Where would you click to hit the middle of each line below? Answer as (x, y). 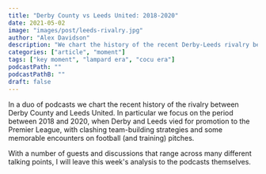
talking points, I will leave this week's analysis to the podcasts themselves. (130, 161)
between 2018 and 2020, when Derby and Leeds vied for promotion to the (129, 121)
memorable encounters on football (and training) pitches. (101, 138)
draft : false (30, 81)
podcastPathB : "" (37, 74)
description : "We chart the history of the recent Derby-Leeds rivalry (129, 45)
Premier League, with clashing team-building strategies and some (116, 129)
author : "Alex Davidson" (49, 38)
